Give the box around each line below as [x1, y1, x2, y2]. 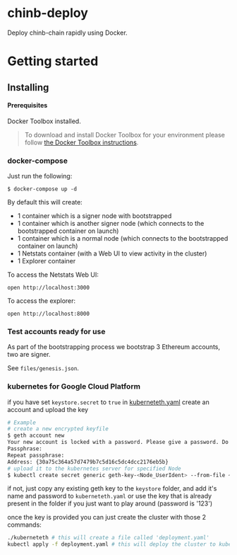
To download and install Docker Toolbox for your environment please [24, 130, 226, 139]
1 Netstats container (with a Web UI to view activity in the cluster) [17, 249, 207, 258]
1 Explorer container [17, 257, 76, 265]
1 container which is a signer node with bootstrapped [17, 212, 172, 220]
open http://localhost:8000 [7, 310, 90, 318]
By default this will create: [7, 198, 83, 207]
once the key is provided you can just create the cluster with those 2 [7, 513, 207, 522]
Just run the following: [7, 172, 73, 181]
